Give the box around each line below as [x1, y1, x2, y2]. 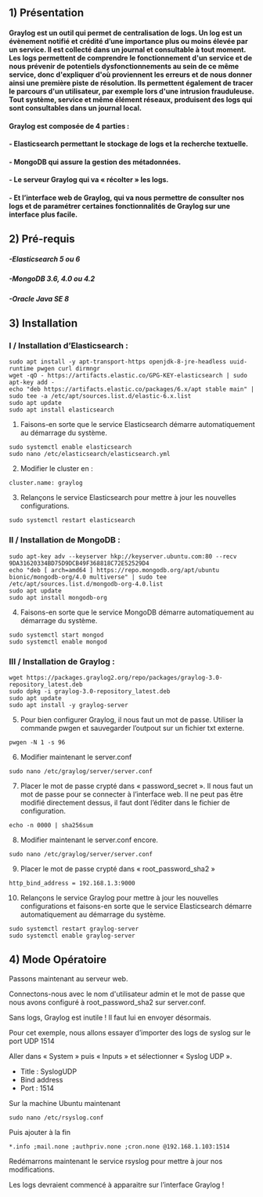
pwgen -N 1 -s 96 [9, 738, 66, 746]
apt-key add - [9, 378, 56, 387]
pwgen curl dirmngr [37, 365, 101, 373]
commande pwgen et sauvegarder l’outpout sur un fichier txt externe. [20, 723, 245, 732]
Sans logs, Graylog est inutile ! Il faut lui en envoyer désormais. [9, 1013, 212, 1022]
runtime [9, 365, 34, 373]
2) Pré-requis [9, 232, 75, 246]
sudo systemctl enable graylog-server [9, 932, 135, 940]
